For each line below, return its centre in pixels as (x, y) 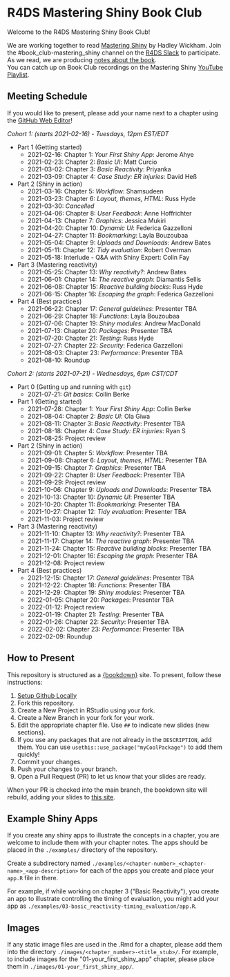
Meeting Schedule (47, 96)
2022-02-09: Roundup (60, 636)
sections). (31, 732)
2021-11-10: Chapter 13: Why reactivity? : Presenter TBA (106, 533)
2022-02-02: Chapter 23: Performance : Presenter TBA (106, 629)
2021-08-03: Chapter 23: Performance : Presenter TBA (105, 352)
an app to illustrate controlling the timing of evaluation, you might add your (113, 899)
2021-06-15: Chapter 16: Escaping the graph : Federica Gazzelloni (121, 294)
